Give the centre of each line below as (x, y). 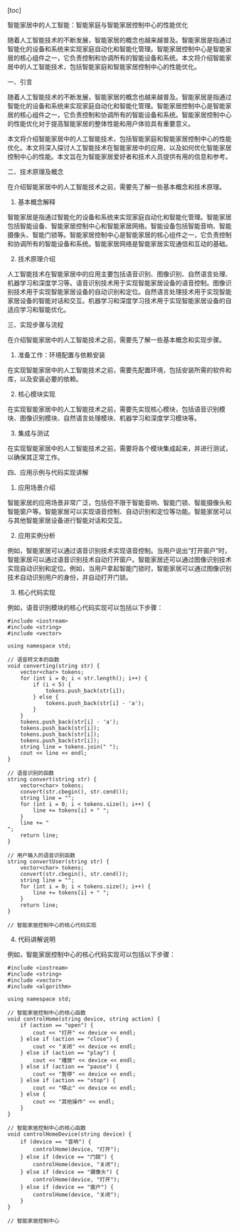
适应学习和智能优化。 (38, 310)
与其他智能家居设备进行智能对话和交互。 (67, 520)
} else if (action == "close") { (70, 1039)
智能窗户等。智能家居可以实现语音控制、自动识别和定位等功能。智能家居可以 (119, 511)
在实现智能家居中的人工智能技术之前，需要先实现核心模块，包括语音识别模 (116, 409)
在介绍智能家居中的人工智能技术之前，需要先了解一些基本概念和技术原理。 (116, 187)
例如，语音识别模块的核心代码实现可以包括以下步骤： (85, 607)
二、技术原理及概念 (36, 171)
